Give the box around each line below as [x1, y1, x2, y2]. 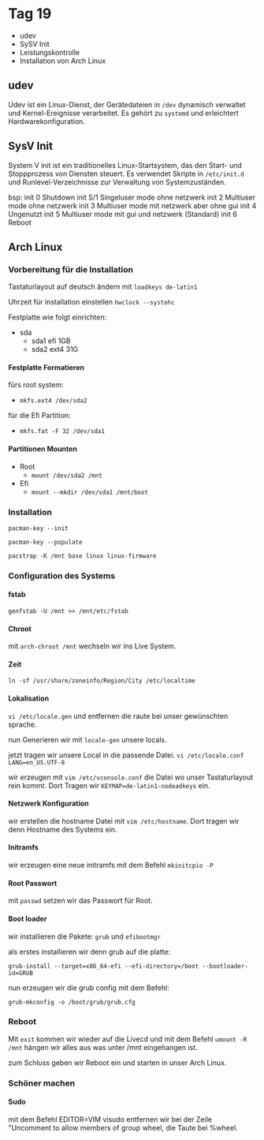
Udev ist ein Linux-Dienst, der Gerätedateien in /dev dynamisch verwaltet [8, 99, 246, 109]
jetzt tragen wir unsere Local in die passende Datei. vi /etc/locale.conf [8, 750, 244, 760]
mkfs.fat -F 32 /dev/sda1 [19, 428, 105, 435]
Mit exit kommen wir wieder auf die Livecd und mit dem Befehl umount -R [8, 1034, 247, 1044]
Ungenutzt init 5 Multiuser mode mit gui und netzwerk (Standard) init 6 [8, 209, 238, 219]
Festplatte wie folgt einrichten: [8, 312, 107, 322]
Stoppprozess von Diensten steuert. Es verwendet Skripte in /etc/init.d [8, 169, 244, 178]
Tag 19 [8, 5, 52, 23]
